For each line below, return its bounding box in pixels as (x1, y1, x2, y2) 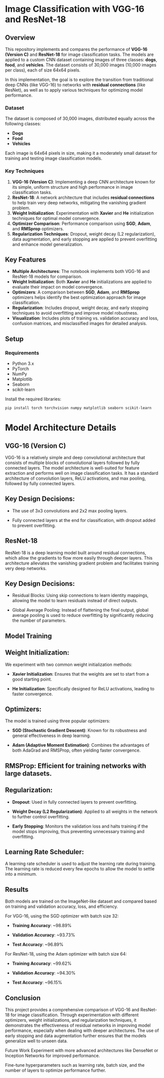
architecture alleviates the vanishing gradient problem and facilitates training (5, 560, 159, 566)
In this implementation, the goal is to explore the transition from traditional (5, 77, 154, 82)
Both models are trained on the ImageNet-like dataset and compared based (5, 898, 157, 905)
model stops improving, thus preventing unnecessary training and (12, 828, 145, 834)
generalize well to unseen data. (5, 1038, 68, 1044)
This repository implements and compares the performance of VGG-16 (5, 47, 148, 52)
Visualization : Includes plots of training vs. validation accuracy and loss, (12, 315, 159, 321)
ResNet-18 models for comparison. (12, 273, 82, 280)
